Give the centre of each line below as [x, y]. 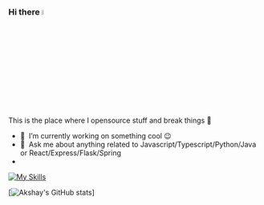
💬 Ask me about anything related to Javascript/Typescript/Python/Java [138, 144]
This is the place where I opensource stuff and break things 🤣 [110, 120]
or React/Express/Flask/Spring [71, 153]
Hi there [24, 12]
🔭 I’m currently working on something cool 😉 [95, 135]
